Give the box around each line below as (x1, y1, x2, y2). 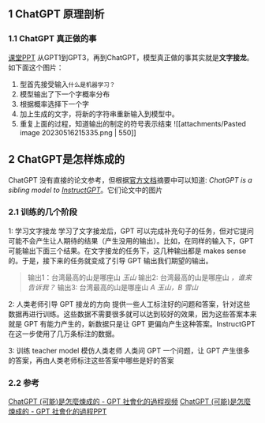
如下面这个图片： (8, 62, 64, 72)
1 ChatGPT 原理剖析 (8, 7, 105, 21)
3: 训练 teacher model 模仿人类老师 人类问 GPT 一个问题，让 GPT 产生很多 (8, 346, 251, 355)
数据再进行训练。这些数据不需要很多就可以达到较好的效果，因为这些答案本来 (8, 309, 257, 319)
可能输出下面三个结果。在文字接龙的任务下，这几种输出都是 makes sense (8, 246, 247, 255)
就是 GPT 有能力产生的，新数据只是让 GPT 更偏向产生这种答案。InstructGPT (8, 319, 256, 328)
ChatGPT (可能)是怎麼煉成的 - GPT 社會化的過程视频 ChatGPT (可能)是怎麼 (8, 397, 251, 406)
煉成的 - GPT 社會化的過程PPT (8, 406, 107, 417)
